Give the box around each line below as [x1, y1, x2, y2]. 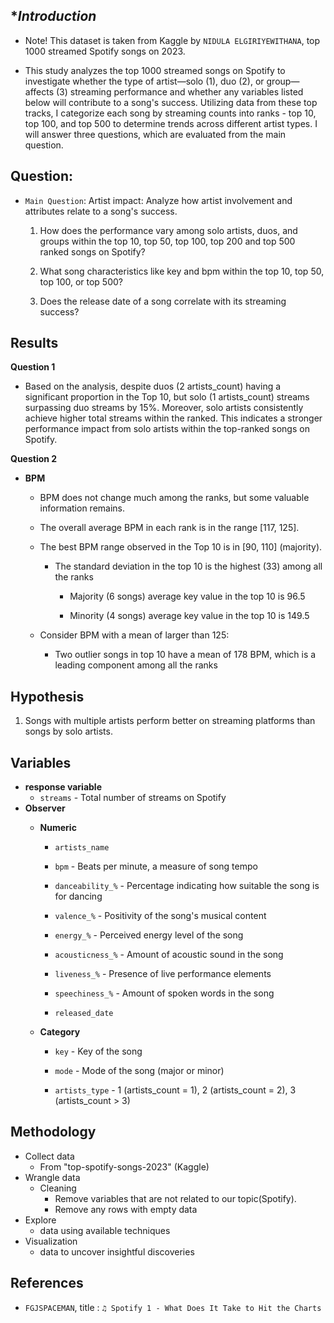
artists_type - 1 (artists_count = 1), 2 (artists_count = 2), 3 [54, 1084, 297, 1096]
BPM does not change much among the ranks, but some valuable [39, 492, 310, 504]
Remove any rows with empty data [54, 1203, 198, 1215]
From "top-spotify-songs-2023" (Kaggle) [39, 1160, 210, 1173]
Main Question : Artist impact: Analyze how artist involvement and [24, 194, 293, 206]
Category [39, 1026, 81, 1038]
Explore [24, 1214, 57, 1226]
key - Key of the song [54, 1045, 143, 1058]
